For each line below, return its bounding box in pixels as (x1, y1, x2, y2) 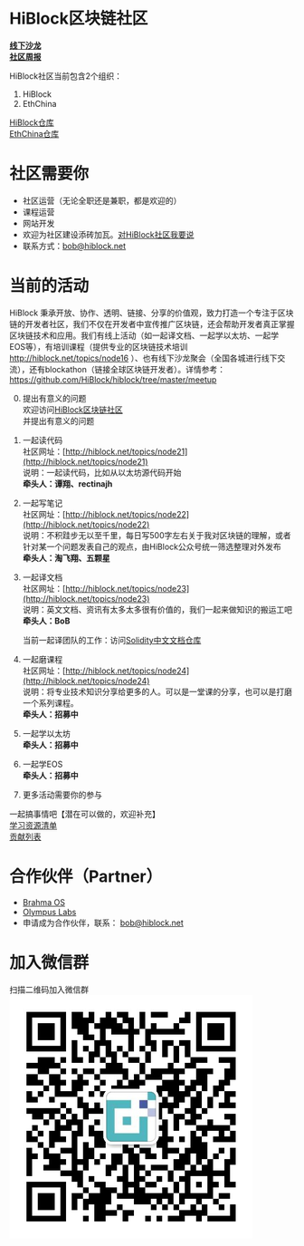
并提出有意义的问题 (22, 415, 95, 426)
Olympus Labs (22, 906, 77, 917)
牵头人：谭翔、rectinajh (22, 478, 113, 489)
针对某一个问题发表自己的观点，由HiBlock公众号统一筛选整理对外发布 (22, 541, 282, 552)
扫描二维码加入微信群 (9, 984, 89, 995)
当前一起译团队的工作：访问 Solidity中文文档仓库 (22, 634, 202, 645)
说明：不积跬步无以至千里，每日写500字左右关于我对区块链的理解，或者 (22, 529, 291, 540)
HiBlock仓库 (9, 117, 54, 128)
